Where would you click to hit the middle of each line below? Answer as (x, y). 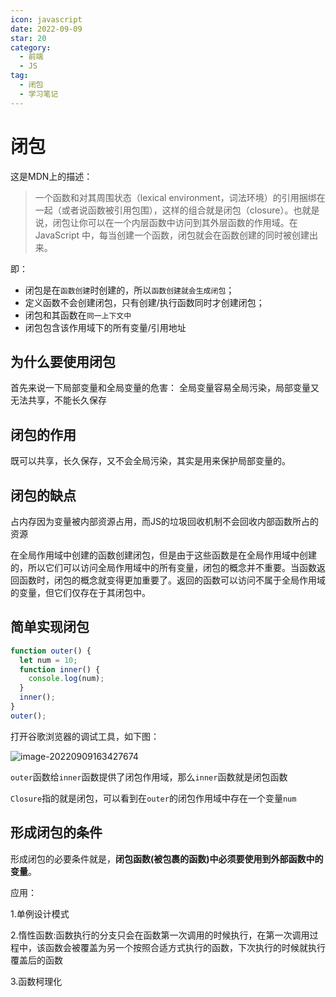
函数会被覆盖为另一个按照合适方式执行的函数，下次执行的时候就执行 (185, 947)
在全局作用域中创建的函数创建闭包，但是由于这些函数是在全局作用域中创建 (163, 555)
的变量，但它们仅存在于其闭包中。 (80, 592)
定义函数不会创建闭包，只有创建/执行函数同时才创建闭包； (144, 302)
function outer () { (51, 651)
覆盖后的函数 (36, 960)
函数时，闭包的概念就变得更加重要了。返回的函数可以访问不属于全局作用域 (172, 580)
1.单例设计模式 (40, 913)
